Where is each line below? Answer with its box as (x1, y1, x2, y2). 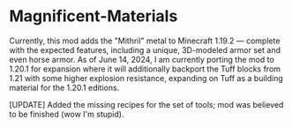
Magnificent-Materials (9, 6, 178, 26)
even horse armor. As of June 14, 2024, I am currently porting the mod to (9, 54, 275, 64)
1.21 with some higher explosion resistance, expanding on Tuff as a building (9, 72, 284, 83)
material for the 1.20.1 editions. (9, 82, 120, 93)
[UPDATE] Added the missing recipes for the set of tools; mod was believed (9, 99, 284, 109)
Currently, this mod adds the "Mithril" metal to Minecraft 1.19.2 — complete (9, 35, 281, 46)
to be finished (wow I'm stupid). (9, 109, 124, 119)
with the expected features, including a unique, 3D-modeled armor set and (9, 44, 281, 55)
